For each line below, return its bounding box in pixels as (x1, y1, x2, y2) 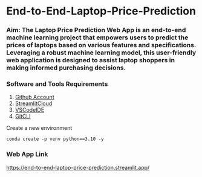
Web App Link (6, 150, 48, 158)
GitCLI (15, 113, 31, 120)
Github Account (15, 94, 54, 101)
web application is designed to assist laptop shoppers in (6, 56, 175, 65)
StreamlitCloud (15, 100, 53, 107)
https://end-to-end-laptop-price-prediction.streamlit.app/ (6, 164, 150, 171)
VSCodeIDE (15, 106, 45, 114)
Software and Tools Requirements (6, 80, 108, 88)
